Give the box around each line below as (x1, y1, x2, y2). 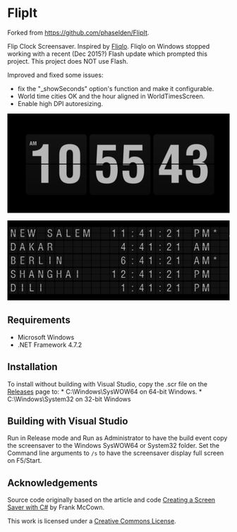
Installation (7, 361, 58, 373)
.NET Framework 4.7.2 (17, 341, 83, 349)
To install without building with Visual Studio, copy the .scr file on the (7, 379, 208, 388)
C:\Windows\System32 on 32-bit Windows (7, 394, 131, 403)
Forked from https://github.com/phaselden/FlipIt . (7, 28, 150, 37)
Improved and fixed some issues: (7, 71, 104, 79)
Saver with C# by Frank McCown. (7, 503, 105, 512)
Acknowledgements (7, 477, 98, 489)
